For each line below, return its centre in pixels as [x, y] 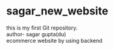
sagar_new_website [57, 11]
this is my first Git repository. [42, 28]
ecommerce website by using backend [54, 40]
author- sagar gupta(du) [36, 34]
